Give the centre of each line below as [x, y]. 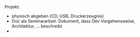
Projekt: [12, 7]
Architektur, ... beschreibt [37, 26]
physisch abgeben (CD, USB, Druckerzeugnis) [58, 16]
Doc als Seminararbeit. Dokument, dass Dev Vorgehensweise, [73, 21]
